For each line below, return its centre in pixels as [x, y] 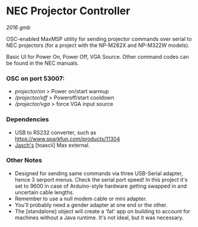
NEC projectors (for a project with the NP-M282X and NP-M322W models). [98, 45]
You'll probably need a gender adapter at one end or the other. [91, 205]
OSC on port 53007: [36, 78]
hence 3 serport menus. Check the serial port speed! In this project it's [101, 179]
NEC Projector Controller [68, 11]
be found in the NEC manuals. [42, 63]
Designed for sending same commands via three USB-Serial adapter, [99, 173]
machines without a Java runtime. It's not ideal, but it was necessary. [99, 217]
